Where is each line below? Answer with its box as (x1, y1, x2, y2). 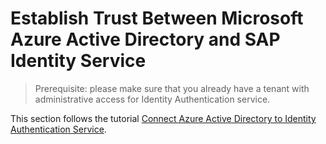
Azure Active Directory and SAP (10, 28, 281, 51)
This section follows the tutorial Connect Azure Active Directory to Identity (10, 112, 317, 124)
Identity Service (10, 50, 147, 72)
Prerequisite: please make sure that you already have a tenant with (34, 82, 310, 94)
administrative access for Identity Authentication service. (34, 93, 271, 105)
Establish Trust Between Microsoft (10, 7, 304, 30)
